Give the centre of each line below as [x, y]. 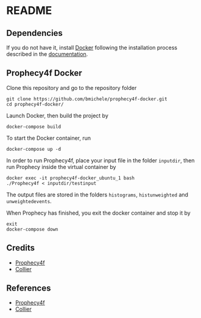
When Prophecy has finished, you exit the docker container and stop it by [98, 213]
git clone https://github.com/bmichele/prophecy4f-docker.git [87, 99]
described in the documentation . [47, 54]
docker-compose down [33, 229]
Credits [21, 248]
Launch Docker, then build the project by [57, 116]
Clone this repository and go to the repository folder [72, 88]
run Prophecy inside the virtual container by [61, 167]
